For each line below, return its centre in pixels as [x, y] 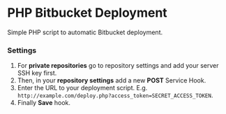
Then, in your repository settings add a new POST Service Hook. [112, 80]
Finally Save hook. [44, 103]
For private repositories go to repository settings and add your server [118, 66]
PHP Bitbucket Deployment [87, 13]
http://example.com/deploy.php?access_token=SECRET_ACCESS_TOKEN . [115, 95]
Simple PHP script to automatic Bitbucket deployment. [85, 32]
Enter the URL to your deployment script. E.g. [82, 88]
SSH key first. [37, 73]
